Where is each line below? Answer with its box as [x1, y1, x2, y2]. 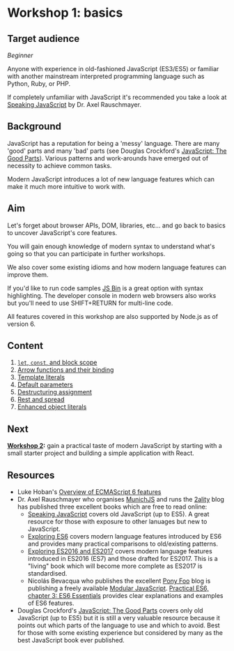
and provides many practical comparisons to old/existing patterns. [27, 539, 218, 548]
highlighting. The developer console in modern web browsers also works [7, 291, 217, 299]
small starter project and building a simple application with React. [7, 449, 195, 458]
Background [7, 121, 61, 133]
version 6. [7, 320, 36, 328]
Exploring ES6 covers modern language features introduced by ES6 [27, 532, 221, 541]
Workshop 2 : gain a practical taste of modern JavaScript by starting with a [7, 442, 223, 450]
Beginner [7, 51, 33, 59]
